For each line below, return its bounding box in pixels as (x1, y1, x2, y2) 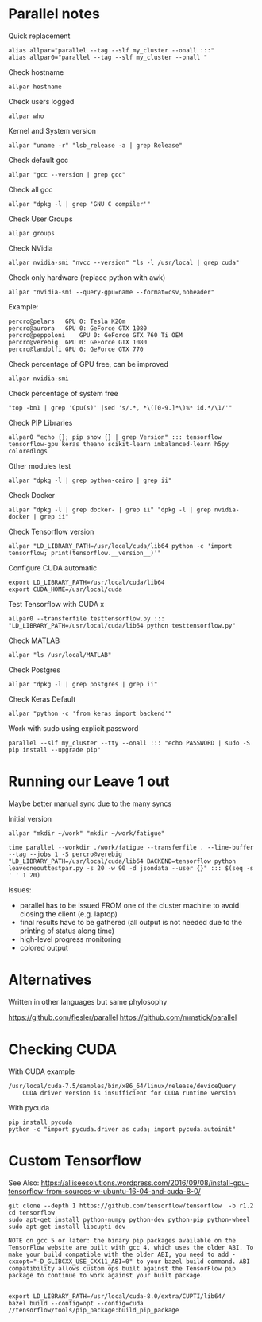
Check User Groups (8, 214, 73, 224)
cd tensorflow (8, 1208, 56, 1217)
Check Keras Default (8, 694, 76, 704)
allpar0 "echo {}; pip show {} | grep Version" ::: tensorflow (8, 433, 222, 441)
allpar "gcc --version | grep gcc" (8, 170, 126, 179)
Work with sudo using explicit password (8, 723, 139, 733)
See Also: (8, 1178, 40, 1188)
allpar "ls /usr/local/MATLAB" (8, 651, 112, 659)
